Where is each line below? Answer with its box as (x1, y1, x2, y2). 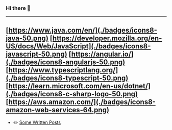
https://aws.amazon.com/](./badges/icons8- (8, 97, 156, 106)
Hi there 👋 (6, 5, 31, 12)
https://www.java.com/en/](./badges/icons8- (8, 25, 158, 35)
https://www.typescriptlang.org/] (8, 66, 118, 74)
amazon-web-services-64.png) (6, 106, 109, 114)
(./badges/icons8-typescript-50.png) (6, 73, 129, 82)
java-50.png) (6, 34, 49, 42)
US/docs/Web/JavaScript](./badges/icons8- (6, 42, 151, 50)
